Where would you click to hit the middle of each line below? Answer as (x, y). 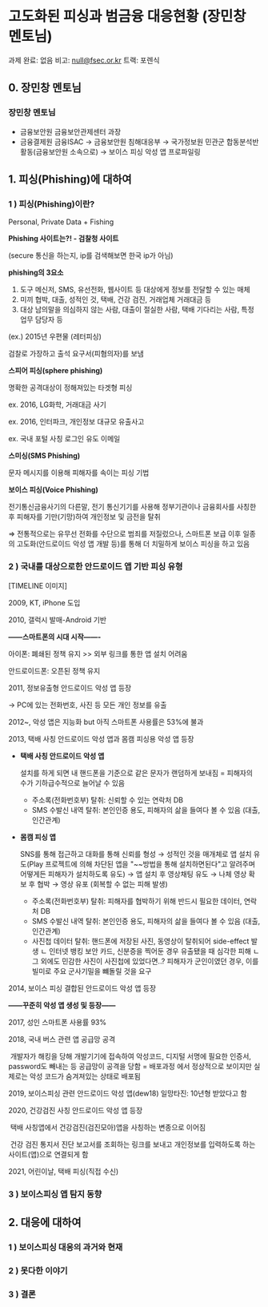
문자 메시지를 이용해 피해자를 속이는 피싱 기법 (79, 473)
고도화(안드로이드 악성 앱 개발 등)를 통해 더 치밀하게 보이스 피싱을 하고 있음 (133, 544)
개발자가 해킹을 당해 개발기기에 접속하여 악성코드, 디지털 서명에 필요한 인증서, (131, 1056)
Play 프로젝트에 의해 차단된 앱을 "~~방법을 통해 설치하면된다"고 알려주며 (142, 864)
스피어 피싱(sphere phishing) (56, 371)
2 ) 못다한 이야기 (38, 1270)
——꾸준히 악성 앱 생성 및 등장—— (62, 1005)
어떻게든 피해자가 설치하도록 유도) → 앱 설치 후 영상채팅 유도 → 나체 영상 (133, 874)
